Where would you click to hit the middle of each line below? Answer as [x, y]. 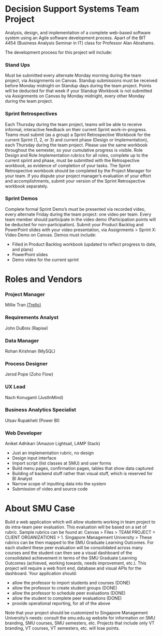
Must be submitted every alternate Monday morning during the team [73, 76]
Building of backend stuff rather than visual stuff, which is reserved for [82, 474]
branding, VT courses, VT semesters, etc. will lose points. [62, 628]
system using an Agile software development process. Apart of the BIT [75, 38]
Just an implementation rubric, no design [53, 453]
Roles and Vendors [44, 279]
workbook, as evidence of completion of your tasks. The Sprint [68, 165]
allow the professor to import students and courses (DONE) [71, 583]
